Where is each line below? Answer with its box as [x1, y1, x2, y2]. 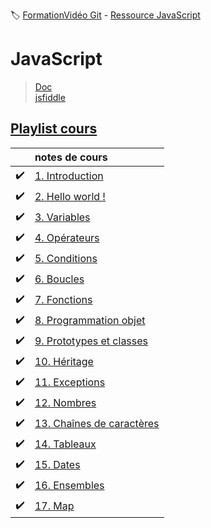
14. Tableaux [34, 437, 97, 451]
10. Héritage [34, 355, 94, 369]
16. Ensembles [34, 479, 105, 493]
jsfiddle [34, 91, 66, 103]
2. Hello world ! [34, 190, 106, 204]
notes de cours [34, 150, 108, 164]
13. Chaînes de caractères [34, 417, 160, 431]
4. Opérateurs [34, 231, 100, 245]
